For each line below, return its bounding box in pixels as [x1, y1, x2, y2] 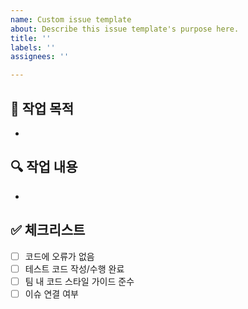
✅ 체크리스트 [10, 222, 86, 239]
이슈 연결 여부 [24, 287, 79, 300]
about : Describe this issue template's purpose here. [10, 24, 240, 34]
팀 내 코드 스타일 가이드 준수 [24, 275, 135, 287]
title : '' [10, 33, 52, 43]
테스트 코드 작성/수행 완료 [24, 262, 125, 275]
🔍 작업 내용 [10, 159, 78, 176]
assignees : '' [10, 52, 70, 62]
